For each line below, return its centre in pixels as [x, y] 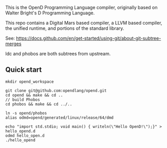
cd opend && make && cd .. [34, 95]
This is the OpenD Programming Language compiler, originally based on [81, 7]
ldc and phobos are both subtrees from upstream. [58, 54]
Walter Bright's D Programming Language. [50, 13]
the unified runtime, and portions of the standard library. [65, 28]
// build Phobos [23, 100]
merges [13, 44]
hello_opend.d [21, 131]
